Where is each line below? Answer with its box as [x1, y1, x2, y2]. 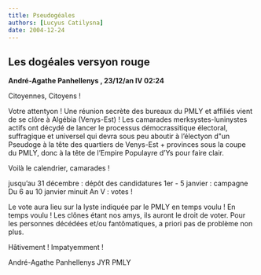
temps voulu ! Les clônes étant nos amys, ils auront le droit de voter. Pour [8, 211, 246, 220]
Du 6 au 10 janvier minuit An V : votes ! [8, 187, 133, 196]
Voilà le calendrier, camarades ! [8, 163, 110, 173]
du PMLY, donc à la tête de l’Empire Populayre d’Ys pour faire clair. [8, 148, 224, 158]
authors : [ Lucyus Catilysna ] [8, 19, 104, 27]
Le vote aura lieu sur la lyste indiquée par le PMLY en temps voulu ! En [8, 202, 236, 212]
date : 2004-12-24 [8, 26, 65, 34]
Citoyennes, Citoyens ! [8, 91, 81, 101]
